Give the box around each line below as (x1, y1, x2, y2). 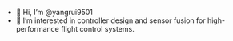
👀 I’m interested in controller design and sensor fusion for (15, 16, 206, 25)
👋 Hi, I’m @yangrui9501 (15, 8, 94, 17)
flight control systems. (61, 24, 135, 33)
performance (15, 24, 60, 33)
